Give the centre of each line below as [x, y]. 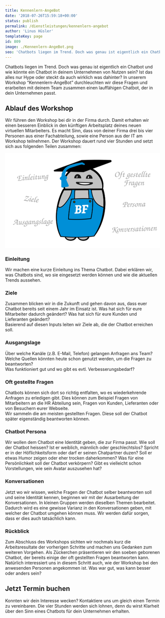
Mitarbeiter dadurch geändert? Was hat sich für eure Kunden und [71, 314]
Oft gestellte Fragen [29, 382]
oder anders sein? [23, 573]
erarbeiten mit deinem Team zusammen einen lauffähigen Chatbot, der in [79, 88]
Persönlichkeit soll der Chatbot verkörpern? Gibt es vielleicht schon [73, 463]
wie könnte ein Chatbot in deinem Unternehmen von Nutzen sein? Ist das [79, 72]
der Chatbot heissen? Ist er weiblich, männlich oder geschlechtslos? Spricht [82, 448]
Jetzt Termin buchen [38, 589]
